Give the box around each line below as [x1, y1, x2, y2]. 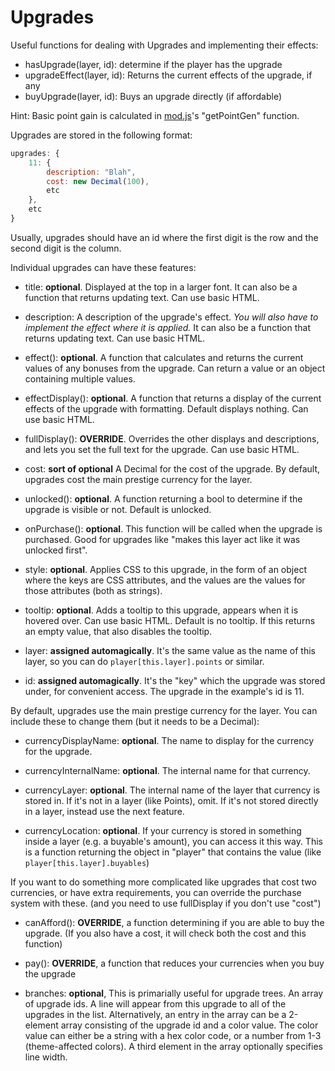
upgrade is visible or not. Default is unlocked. [24, 503, 212, 515]
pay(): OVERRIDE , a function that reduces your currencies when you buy [24, 957, 325, 969]
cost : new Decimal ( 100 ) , [46, 176, 150, 186]
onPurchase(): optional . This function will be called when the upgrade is [24, 522, 323, 535]
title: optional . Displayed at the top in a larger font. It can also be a [24, 281, 298, 293]
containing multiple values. [24, 372, 136, 385]
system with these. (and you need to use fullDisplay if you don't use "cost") [10, 897, 322, 909]
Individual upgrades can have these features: [10, 261, 197, 273]
